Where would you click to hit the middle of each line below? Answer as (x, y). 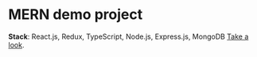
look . (16, 44)
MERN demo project (76, 15)
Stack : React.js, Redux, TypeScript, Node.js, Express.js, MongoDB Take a (128, 36)
